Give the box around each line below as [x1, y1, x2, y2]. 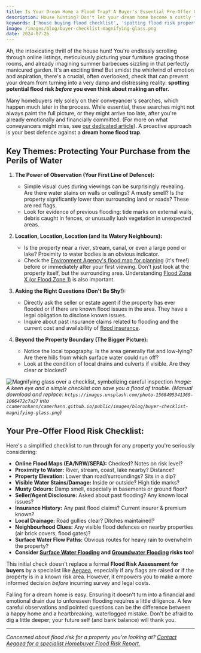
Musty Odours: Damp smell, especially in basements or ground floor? [14, 485, 187, 492]
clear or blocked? [23, 366, 67, 373]
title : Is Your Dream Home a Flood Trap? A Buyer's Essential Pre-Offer [6, 8, 191, 15]
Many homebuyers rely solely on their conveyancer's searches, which [6, 97, 179, 105]
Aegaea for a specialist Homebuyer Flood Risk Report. [6, 640, 141, 647]
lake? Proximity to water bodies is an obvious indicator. [23, 250, 160, 257]
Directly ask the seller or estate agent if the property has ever [23, 299, 176, 306]
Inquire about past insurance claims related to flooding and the [23, 318, 179, 325]
